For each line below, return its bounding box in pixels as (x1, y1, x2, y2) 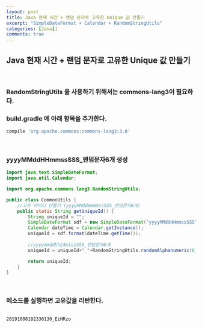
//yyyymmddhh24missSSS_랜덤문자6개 (28, 242, 111, 248)
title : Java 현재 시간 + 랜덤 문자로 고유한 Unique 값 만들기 (6, 14, 145, 20)
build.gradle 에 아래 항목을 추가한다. (6, 114, 107, 122)
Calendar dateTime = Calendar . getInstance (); (28, 225, 144, 231)
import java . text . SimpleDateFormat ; (6, 169, 98, 175)
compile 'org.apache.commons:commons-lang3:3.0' (6, 128, 130, 134)
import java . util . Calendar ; (6, 175, 77, 181)
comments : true (6, 31, 44, 37)
